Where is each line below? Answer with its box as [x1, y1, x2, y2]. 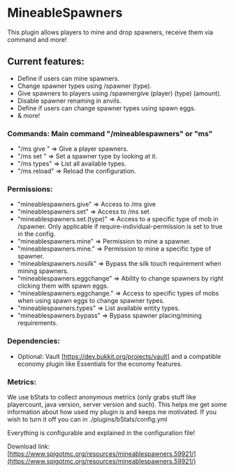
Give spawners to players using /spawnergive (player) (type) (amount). [17, 89, 222, 97]
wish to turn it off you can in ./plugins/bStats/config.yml [7, 415, 168, 423]
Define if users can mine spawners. [17, 74, 120, 82]
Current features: [7, 56, 85, 68]
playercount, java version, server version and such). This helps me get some [7, 400, 227, 408]
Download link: [7, 442, 50, 450]
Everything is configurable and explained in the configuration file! [7, 428, 196, 437]
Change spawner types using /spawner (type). [17, 82, 152, 90]
